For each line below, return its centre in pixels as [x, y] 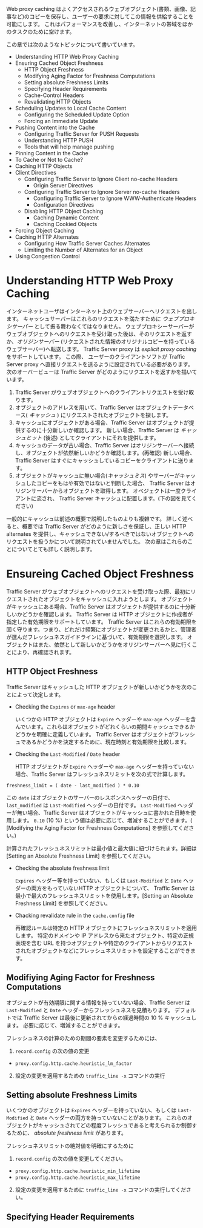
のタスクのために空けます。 [41, 32]
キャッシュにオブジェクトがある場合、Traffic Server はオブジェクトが [102, 422]
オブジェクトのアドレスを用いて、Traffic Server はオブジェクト [94, 407]
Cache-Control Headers [54, 95]
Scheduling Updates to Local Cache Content [71, 108]
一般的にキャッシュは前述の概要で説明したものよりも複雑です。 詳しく [95, 519]
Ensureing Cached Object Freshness [100, 574]
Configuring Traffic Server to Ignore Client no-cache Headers [101, 179]
